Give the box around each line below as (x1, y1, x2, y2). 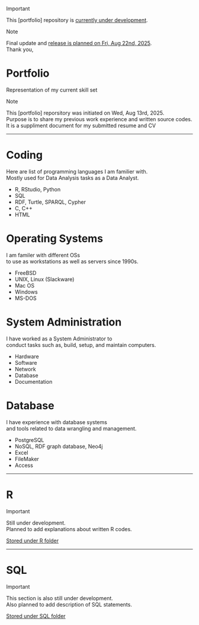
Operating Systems (6, 232, 104, 245)
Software (14, 359, 37, 366)
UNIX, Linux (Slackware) (14, 276, 75, 283)
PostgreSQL (14, 436, 44, 443)
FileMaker (14, 455, 40, 462)
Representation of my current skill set (6, 86, 98, 93)
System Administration (6, 315, 122, 329)
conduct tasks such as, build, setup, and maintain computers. (6, 341, 156, 348)
